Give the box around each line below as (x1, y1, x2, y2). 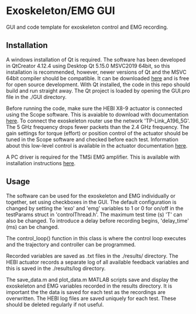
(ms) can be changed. (6, 223, 60, 230)
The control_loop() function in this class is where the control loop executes (6, 234, 186, 241)
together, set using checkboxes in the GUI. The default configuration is (6, 198, 177, 206)
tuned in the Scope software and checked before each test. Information (6, 136, 178, 143)
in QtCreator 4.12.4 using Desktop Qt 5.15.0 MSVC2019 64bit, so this (6, 62, 170, 69)
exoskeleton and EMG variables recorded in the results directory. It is (6, 282, 173, 289)
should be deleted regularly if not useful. (6, 301, 104, 308)
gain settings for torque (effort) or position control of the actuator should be (6, 129, 188, 136)
